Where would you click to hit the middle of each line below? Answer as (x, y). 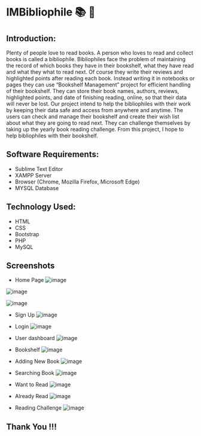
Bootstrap (27, 234)
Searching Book (35, 373)
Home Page (29, 280)
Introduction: (31, 38)
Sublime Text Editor (39, 169)
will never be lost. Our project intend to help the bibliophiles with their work (99, 104)
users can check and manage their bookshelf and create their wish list (93, 116)
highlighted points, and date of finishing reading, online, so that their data (97, 97)
